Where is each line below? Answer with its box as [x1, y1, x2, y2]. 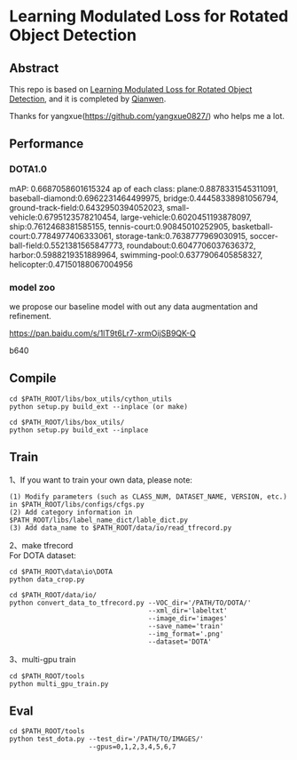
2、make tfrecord [9, 540, 74, 550]
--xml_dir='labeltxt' [147, 606, 228, 615]
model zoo [9, 281, 56, 293]
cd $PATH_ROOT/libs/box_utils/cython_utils [9, 394, 173, 404]
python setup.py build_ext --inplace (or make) [9, 402, 189, 411]
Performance [9, 136, 84, 152]
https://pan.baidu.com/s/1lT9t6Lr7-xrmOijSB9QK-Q [9, 327, 197, 339]
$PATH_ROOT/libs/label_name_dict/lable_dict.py [9, 516, 189, 524]
